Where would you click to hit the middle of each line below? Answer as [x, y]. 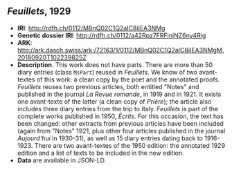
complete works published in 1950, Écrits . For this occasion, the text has [120, 116]
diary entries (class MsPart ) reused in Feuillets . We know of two [107, 72]
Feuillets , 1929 [39, 11]
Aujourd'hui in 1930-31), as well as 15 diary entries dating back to [110, 138]
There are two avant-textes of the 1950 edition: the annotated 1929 [130, 145]
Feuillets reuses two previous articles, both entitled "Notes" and [108, 86]
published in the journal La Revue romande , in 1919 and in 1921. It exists [119, 94]
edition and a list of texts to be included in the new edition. [101, 153]
